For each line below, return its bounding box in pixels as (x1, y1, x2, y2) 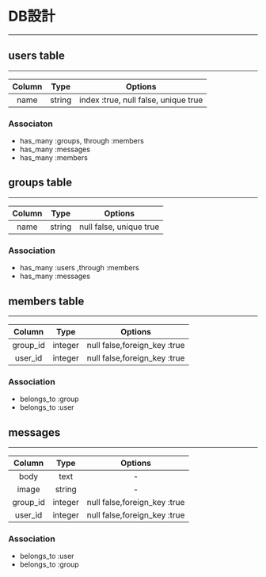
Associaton (8, 118, 53, 129)
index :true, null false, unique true (78, 94, 203, 105)
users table (8, 49, 66, 63)
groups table (8, 176, 73, 189)
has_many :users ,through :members (19, 263, 140, 273)
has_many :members (19, 153, 89, 162)
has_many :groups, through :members (19, 136, 144, 146)
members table (8, 294, 85, 308)
